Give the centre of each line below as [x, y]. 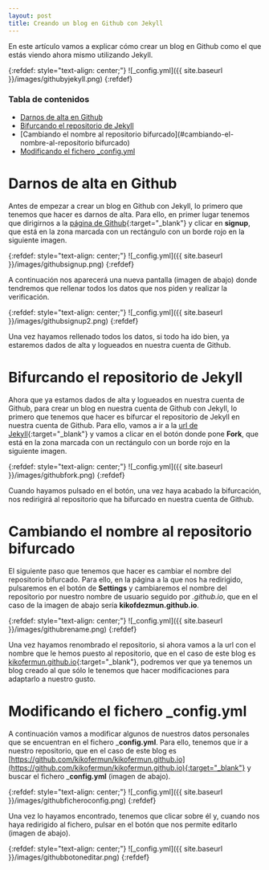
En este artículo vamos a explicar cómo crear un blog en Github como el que [135, 46]
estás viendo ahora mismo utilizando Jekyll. [81, 55]
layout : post [30, 16]
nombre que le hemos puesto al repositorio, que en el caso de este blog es [132, 653]
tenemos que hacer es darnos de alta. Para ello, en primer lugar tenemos [129, 214]
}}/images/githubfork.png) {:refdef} [67, 475]
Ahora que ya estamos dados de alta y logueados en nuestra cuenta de [126, 399]
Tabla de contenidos [49, 100]
